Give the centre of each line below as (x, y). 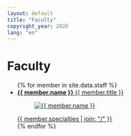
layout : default (30, 13)
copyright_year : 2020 (38, 26)
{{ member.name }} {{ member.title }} (70, 92)
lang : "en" (23, 32)
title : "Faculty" (32, 20)
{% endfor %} (37, 126)
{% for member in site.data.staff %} (67, 85)
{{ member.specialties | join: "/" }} (64, 119)
